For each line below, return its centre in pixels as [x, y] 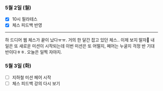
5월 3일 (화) [18, 66]
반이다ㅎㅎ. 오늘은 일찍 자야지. [33, 52]
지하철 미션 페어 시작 [32, 77]
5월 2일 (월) [18, 7]
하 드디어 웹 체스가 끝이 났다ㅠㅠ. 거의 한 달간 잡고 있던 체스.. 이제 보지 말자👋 [77, 40]
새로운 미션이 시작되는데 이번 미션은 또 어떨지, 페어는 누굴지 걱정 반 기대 [87, 46]
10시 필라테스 [25, 19]
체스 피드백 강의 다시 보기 [36, 83]
